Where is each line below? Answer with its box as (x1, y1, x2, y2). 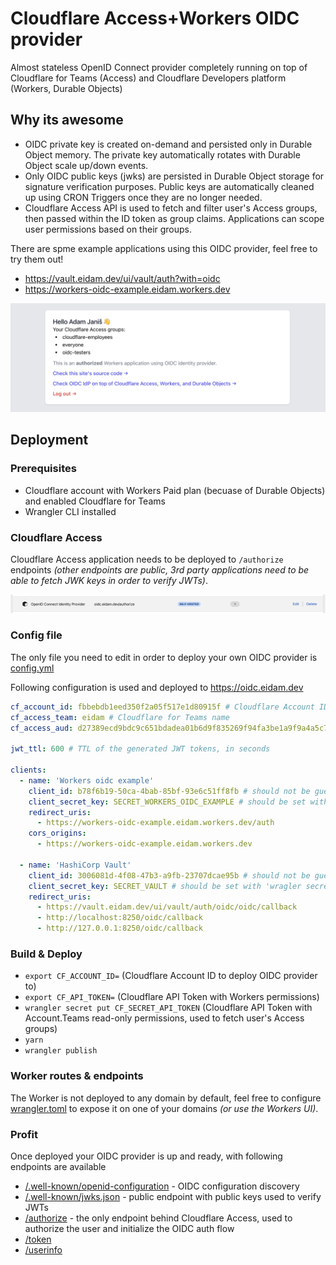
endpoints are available (10, 1160, 107, 1172)
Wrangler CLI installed (24, 505, 117, 517)
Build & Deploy (10, 947, 83, 961)
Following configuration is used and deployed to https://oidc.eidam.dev (10, 681, 304, 693)
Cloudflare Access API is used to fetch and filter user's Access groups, (24, 202, 318, 214)
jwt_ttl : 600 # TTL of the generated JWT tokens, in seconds (10, 744, 271, 754)
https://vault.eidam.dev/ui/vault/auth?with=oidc (24, 272, 221, 284)
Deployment (10, 432, 89, 449)
